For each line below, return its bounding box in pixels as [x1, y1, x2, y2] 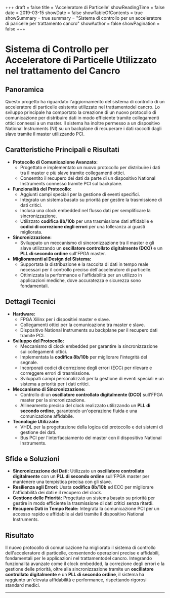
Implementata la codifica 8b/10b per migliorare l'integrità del [20, 354, 148, 360]
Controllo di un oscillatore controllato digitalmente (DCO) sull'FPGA [20, 391, 163, 397]
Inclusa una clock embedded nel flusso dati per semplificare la [20, 207, 151, 213]
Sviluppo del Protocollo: [12, 338, 64, 344]
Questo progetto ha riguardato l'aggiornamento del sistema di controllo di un [5, 99, 165, 104]
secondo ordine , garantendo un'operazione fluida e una [20, 408, 138, 414]
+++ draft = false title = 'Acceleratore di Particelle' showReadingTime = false [5, 5, 165, 10]
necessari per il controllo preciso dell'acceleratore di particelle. [20, 266, 152, 272]
